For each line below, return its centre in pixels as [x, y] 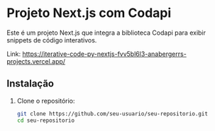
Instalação [31, 84]
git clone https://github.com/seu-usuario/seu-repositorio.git [112, 114]
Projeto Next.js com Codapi [89, 13]
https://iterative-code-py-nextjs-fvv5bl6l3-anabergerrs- [105, 54]
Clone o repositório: [46, 101]
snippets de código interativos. [52, 40]
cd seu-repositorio [46, 120]
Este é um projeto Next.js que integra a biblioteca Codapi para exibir [106, 33]
